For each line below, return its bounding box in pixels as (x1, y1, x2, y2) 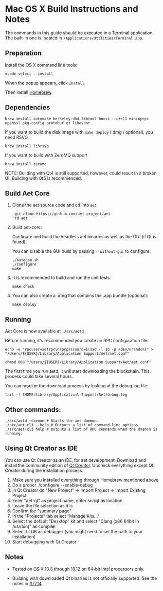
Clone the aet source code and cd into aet (12, 202, 97, 208)
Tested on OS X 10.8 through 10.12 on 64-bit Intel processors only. (12, 566, 145, 572)
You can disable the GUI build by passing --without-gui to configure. (12, 248, 151, 254)
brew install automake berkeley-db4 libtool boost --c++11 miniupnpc (5, 116, 149, 121)
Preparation (5, 49, 42, 57)
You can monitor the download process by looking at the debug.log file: (5, 383, 148, 389)
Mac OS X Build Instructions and (5, 3, 139, 15)
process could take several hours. (5, 373, 73, 380)
